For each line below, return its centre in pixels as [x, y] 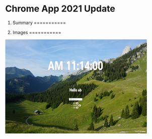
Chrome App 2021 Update [60, 9]
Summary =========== [39, 23]
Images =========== [37, 32]
